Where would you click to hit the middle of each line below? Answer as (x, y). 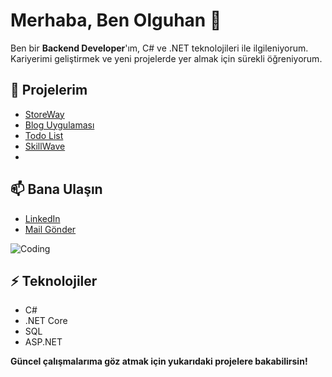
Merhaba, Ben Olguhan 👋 (116, 20)
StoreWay (44, 114)
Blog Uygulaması (59, 125)
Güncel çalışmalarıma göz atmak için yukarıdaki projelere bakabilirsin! (159, 361)
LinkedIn (42, 218)
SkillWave (45, 146)
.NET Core (46, 321)
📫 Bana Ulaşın (56, 189)
